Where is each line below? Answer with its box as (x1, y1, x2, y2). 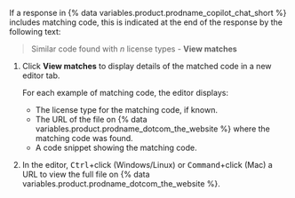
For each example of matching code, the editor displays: (21, 88, 229, 98)
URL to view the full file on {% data (21, 169, 150, 179)
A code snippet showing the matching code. (35, 142, 197, 153)
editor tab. (21, 70, 60, 81)
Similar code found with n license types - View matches (30, 44, 237, 54)
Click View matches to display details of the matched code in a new (21, 61, 273, 71)
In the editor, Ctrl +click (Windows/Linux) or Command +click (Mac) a (21, 160, 273, 170)
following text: (9, 27, 61, 36)
